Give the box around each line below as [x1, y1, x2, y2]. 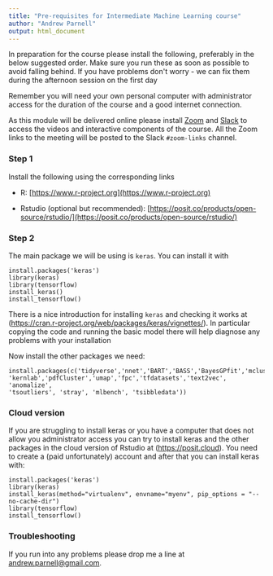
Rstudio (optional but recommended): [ [19, 203, 150, 213]
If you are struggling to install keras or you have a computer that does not [8, 425, 254, 436]
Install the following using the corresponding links [8, 172, 175, 182]
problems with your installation [8, 335, 111, 345]
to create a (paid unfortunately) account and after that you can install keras [8, 451, 260, 461]
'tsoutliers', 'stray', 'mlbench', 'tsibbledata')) [8, 388, 187, 396]
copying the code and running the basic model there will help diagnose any [8, 327, 261, 336]
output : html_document [8, 27, 85, 35]
